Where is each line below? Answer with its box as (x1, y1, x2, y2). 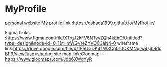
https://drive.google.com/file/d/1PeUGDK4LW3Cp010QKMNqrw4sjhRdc (13, 45, 162, 51)
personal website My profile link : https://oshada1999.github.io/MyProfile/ (5, 20, 155, 26)
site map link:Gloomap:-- (54, 51, 105, 57)
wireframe (117, 40, 138, 46)
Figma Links (5, 29, 30, 35)
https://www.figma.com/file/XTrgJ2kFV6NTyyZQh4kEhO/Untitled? (6, 35, 143, 41)
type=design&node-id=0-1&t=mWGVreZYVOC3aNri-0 (5, 40, 116, 46)
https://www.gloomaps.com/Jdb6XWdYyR (5, 56, 92, 62)
